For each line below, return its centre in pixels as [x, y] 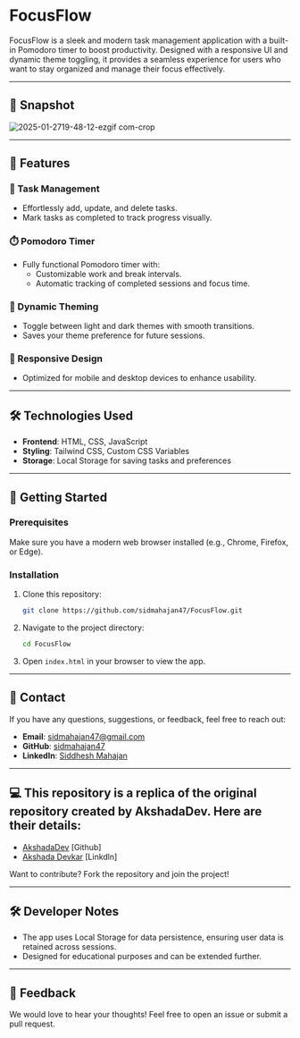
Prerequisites [39, 522]
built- [279, 40]
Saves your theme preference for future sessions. [113, 335]
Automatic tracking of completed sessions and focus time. [142, 283]
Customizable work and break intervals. [108, 274]
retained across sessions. [69, 947]
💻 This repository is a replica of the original [133, 793]
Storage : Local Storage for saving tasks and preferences [127, 460]
